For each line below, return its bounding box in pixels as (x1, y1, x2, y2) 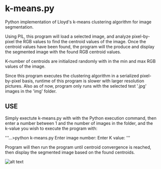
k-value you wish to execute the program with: (5, 125, 98, 131)
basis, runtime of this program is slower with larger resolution (22, 78, 145, 84)
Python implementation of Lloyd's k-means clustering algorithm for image (5, 19, 152, 25)
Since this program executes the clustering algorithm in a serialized (5, 73, 139, 78)
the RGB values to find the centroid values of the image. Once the (15, 38, 146, 44)
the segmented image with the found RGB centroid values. (5, 49, 121, 55)
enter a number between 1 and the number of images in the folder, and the (5, 120, 153, 126)
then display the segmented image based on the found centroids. (5, 149, 135, 155)
